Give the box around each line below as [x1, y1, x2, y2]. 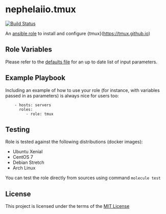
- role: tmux [26, 111, 54, 116]
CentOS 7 [12, 154, 33, 160]
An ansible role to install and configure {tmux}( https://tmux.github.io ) [5, 30, 151, 36]
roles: [18, 107, 33, 112]
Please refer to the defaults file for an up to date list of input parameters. [5, 59, 157, 65]
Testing [5, 125, 30, 134]
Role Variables [5, 45, 52, 54]
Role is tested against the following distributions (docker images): [5, 139, 143, 145]
